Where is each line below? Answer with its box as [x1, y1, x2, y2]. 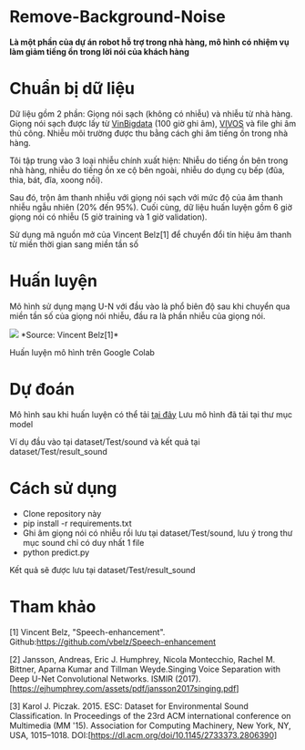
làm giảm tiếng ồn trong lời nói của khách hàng [9, 46, 189, 57]
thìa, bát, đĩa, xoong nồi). [9, 174, 103, 185]
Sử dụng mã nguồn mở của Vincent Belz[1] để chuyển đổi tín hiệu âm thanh [9, 229, 292, 240]
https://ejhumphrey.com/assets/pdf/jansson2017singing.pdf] [12, 683, 239, 693]
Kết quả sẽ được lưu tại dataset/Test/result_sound [9, 564, 196, 575]
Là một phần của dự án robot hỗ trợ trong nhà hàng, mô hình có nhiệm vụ [9, 36, 290, 47]
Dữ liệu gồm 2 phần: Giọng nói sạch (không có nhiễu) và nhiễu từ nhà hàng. [9, 108, 293, 119]
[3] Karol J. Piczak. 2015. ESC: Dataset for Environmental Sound [9, 700, 249, 712]
